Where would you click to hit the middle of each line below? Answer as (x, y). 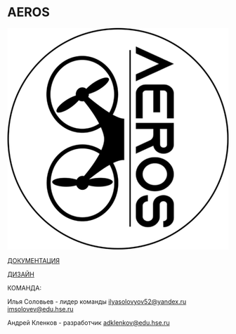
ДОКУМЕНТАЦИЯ (33, 260)
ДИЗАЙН (21, 274)
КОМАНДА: (25, 288)
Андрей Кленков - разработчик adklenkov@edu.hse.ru (88, 322)
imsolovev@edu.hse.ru (40, 309)
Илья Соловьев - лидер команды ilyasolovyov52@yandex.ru (97, 301)
